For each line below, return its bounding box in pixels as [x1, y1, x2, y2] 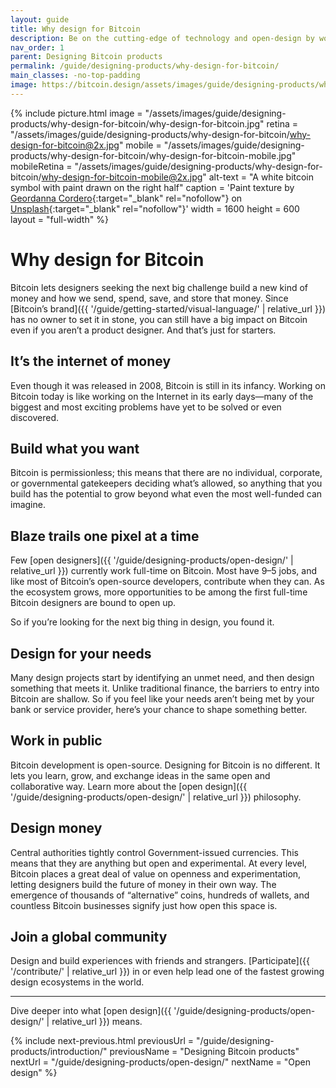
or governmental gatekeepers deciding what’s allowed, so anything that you [10, 477, 323, 490]
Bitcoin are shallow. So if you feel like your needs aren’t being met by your [10, 692, 315, 705]
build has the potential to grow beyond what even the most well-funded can [10, 488, 323, 500]
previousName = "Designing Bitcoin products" [109, 1046, 300, 1058]
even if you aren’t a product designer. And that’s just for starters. [10, 324, 277, 336]
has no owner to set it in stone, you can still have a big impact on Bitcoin [10, 313, 308, 325]
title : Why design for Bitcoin [10, 24, 141, 34]
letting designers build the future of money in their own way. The [10, 878, 277, 890]
